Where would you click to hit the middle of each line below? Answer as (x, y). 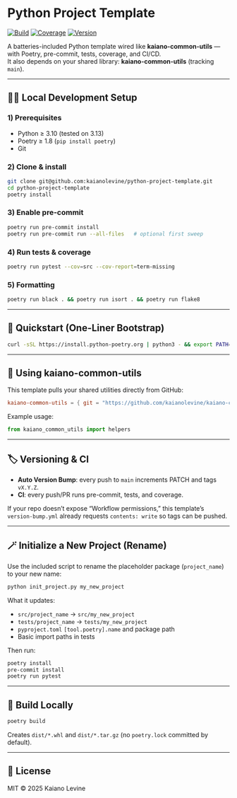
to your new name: (35, 574)
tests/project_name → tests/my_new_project (83, 621)
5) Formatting (31, 284)
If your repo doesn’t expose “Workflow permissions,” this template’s (106, 508)
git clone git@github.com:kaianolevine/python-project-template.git (110, 181)
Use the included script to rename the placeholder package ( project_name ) (116, 566)
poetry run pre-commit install (53, 227)
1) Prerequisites (35, 118)
